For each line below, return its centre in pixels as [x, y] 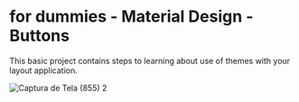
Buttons [40, 36]
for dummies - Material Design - [131, 17]
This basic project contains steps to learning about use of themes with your [150, 60]
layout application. [44, 70]
